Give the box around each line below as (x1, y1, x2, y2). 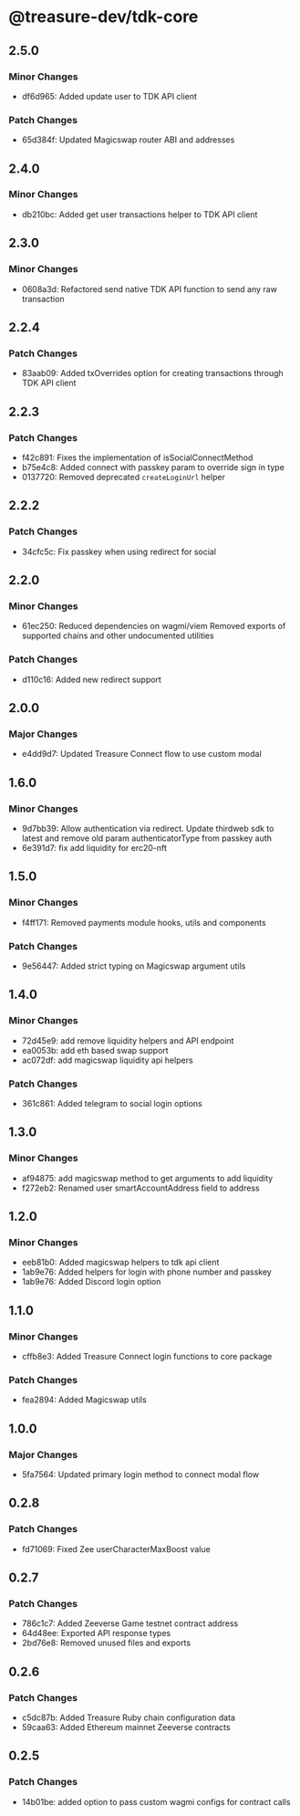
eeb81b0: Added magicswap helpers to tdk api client (21, 1257, 220, 1268)
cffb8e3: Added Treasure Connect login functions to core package (21, 1351, 273, 1361)
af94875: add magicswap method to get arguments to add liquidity (21, 1172, 274, 1183)
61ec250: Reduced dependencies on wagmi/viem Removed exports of (21, 621, 286, 632)
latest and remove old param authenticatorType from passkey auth (21, 833, 273, 844)
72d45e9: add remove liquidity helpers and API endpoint (21, 1034, 234, 1046)
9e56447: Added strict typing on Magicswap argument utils (21, 960, 246, 971)
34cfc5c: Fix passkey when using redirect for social (21, 546, 216, 557)
